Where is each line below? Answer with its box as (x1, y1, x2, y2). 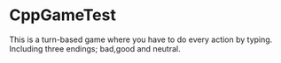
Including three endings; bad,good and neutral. (9, 43, 181, 53)
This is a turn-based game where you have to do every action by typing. (9, 34, 273, 45)
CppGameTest (9, 5, 117, 25)
